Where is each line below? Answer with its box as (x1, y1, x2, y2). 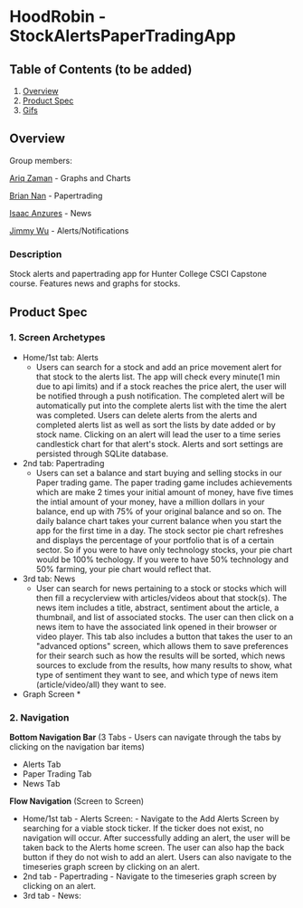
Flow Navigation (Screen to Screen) (9, 796, 145, 807)
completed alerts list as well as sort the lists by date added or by (35, 419, 276, 430)
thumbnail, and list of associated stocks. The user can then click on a (35, 611, 294, 622)
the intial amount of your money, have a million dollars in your (35, 496, 265, 507)
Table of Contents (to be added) (9, 62, 193, 77)
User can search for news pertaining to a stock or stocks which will (35, 582, 287, 594)
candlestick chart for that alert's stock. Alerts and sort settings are (35, 438, 283, 449)
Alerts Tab (22, 759, 62, 770)
